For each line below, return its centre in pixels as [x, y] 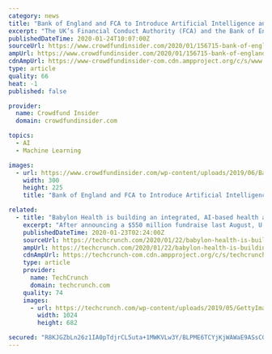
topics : [21, 136]
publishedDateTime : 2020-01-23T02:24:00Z [93, 232]
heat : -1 [23, 83]
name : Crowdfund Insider [57, 113]
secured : [23, 338]
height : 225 [43, 188]
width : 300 [41, 180]
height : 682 [58, 323]
